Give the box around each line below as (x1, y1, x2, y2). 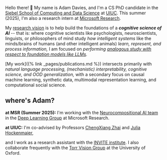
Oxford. (5, 150, 21, 156)
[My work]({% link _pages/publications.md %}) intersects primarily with (5, 61, 152, 67)
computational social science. (5, 82, 66, 88)
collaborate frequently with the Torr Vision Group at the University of (5, 145, 146, 151)
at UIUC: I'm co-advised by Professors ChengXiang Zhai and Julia (5, 124, 141, 130)
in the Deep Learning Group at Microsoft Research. (5, 115, 109, 121)
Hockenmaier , (5, 130, 34, 136)
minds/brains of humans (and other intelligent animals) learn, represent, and (5, 41, 162, 47)
